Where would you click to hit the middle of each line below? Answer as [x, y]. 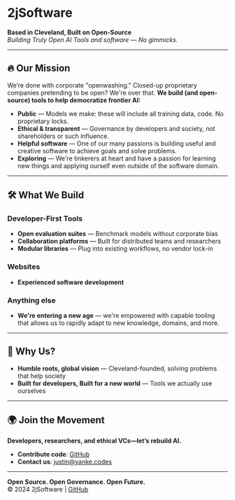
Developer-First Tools [45, 218]
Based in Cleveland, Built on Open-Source [69, 32]
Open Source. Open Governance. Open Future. [76, 482]
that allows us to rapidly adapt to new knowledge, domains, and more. [118, 323]
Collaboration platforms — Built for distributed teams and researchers [119, 241]
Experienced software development [71, 282]
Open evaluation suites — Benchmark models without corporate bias [117, 234]
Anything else [31, 300]
